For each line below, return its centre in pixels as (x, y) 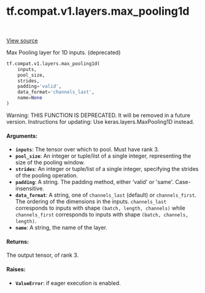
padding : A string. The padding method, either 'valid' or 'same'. (95, 182)
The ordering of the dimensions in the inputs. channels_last (91, 202)
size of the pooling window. (50, 162)
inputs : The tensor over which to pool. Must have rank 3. (87, 150)
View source (22, 40)
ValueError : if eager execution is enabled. (68, 283)
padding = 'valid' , (40, 86)
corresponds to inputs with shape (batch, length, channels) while (100, 208)
